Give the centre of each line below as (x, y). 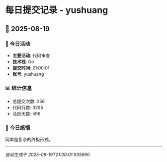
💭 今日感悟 (18, 128)
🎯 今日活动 (18, 44)
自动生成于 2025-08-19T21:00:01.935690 (48, 155)
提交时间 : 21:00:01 (31, 68)
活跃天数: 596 (26, 114)
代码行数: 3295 (28, 108)
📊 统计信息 (19, 88)
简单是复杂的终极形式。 (29, 140)
